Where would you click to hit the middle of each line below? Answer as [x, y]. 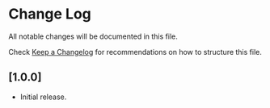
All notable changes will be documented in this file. [93, 36]
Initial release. [43, 97]
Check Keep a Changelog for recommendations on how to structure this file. [135, 52]
